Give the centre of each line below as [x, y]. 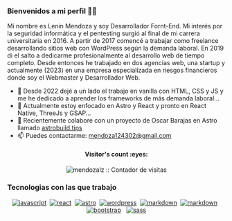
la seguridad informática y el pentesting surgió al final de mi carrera [104, 33]
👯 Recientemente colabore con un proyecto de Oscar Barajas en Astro [117, 121]
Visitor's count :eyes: [116, 154]
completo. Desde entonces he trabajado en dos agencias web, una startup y [116, 63]
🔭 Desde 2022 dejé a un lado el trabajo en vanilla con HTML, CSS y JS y [120, 91]
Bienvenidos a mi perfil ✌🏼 [52, 11]
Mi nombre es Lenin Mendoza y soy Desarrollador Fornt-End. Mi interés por [115, 26]
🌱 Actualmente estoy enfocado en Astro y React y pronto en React [111, 106]
